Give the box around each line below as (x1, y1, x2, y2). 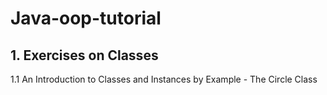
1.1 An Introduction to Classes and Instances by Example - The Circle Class (10, 73, 318, 85)
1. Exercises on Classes (10, 47, 159, 64)
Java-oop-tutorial (10, 7, 162, 30)
